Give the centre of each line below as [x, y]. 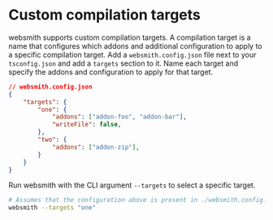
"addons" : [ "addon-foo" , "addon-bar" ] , [119, 117]
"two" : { [52, 140]
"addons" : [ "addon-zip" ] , [95, 147]
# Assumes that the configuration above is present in [103, 201]
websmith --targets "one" [52, 208]
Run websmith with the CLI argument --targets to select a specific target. [132, 185]
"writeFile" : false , [87, 125]
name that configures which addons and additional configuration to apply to [135, 45]
